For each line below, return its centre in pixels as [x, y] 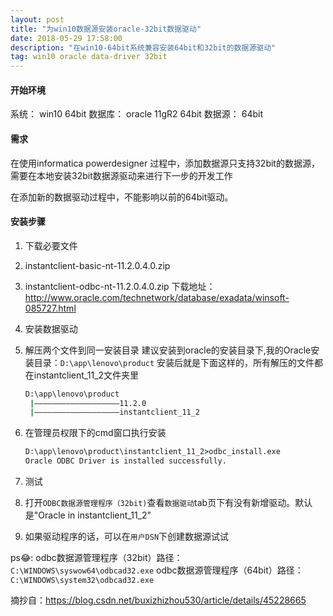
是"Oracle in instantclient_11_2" [88, 515]
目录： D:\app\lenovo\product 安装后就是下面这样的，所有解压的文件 [174, 362]
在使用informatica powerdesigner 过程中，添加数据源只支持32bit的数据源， [165, 163]
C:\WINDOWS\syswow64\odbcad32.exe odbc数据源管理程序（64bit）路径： [157, 570]
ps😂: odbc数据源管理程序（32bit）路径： [96, 558]
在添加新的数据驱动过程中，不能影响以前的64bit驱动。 [122, 197]
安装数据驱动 [51, 328]
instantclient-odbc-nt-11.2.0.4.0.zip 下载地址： [120, 286]
